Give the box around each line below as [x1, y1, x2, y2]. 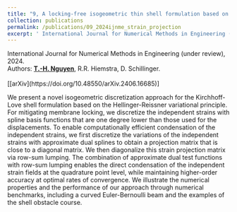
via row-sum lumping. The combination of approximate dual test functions [7, 153, 223, 162]
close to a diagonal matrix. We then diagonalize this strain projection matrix [7, 146, 226, 154]
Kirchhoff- [195, 93, 226, 102]
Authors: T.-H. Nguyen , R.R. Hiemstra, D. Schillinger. [7, 64, 161, 73]
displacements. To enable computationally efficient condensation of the [7, 123, 216, 131]
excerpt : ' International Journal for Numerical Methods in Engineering [7, 30, 226, 37]
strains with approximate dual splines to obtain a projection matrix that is [7, 139, 218, 147]
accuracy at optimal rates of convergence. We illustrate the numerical [7, 176, 209, 184]
